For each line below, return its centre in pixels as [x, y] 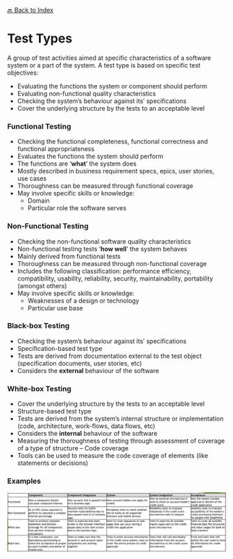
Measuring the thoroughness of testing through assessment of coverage [121, 441]
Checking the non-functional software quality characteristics [104, 241]
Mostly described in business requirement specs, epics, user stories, [116, 171]
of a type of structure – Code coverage [73, 448]
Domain [38, 200]
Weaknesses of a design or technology [84, 300]
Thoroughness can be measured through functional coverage [105, 186]
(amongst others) [42, 285]
